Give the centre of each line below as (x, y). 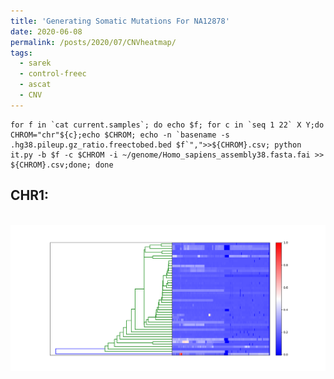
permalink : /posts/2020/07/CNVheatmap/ (93, 42)
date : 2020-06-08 (46, 31)
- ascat (35, 85)
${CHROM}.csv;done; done (62, 165)
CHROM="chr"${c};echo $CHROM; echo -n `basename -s (120, 135)
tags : (21, 53)
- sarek (35, 63)
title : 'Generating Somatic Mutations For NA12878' (120, 21)
